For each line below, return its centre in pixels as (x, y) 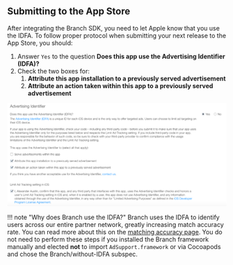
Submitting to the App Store (69, 11)
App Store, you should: (40, 43)
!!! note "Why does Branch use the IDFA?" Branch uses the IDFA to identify (114, 217)
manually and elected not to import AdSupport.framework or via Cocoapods (114, 246)
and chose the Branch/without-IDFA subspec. (72, 254)
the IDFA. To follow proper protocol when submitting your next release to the (117, 35)
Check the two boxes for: (54, 71)
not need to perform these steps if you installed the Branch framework (108, 239)
